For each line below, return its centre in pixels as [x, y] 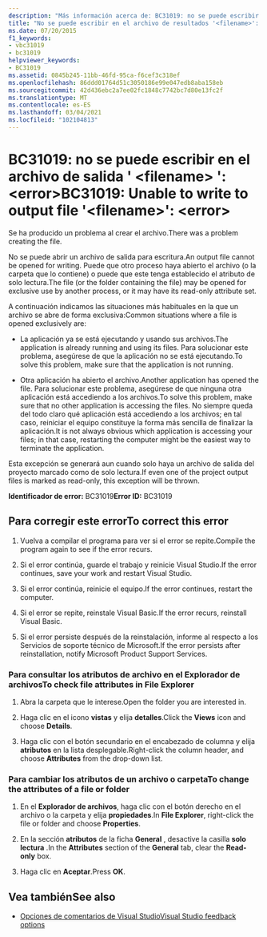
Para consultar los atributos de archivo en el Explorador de [124, 674]
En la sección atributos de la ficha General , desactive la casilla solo [133, 839]
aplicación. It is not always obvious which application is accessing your [136, 431]
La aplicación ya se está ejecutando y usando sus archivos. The [124, 339]
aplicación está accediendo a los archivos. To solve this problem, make [136, 396]
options [32, 925]
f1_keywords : [30, 38]
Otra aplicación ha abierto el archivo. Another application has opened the [139, 380]
